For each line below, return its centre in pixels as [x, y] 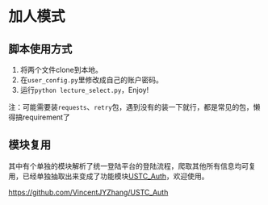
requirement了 [46, 117]
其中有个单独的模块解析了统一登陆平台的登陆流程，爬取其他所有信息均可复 [132, 165]
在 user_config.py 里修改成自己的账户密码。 [92, 80]
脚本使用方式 [40, 49]
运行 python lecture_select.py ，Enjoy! [84, 90]
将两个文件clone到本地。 [61, 70]
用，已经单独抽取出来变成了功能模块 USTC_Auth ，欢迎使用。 [109, 176]
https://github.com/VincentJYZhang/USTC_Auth [88, 192]
